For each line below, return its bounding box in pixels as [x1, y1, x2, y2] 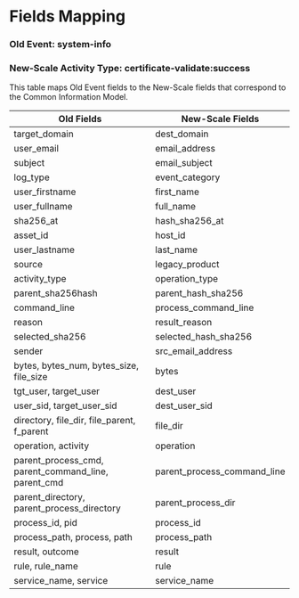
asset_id [13, 229, 49, 242]
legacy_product [155, 258, 220, 271]
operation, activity [13, 439, 90, 452]
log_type [13, 171, 51, 184]
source [13, 258, 43, 271]
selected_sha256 [13, 331, 86, 343]
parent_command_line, [13, 465, 109, 478]
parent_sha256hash [13, 287, 98, 299]
